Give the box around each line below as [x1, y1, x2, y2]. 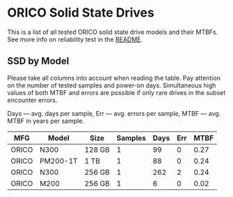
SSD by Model [7, 55, 70, 67]
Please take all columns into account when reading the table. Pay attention [7, 74, 221, 82]
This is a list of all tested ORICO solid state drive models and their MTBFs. [7, 28, 218, 36]
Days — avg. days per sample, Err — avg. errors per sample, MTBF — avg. [7, 109, 221, 117]
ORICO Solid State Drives [7, 5, 154, 21]
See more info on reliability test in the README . [7, 35, 143, 43]
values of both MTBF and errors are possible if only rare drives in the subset [7, 88, 226, 96]
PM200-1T [39, 156, 78, 166]
